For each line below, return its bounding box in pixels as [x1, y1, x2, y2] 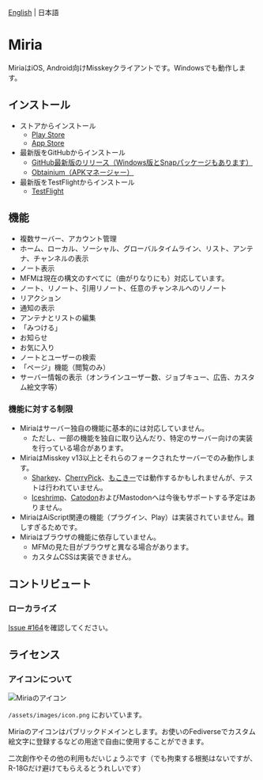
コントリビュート [8, 577, 92, 591]
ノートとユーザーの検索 [19, 352, 96, 362]
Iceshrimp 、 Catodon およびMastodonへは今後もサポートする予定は [31, 493, 249, 502]
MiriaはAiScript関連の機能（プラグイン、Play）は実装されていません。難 [19, 512, 255, 522]
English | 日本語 [8, 8, 59, 17]
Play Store [31, 130, 66, 139]
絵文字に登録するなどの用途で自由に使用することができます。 [8, 736, 209, 747]
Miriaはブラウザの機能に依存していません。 [19, 532, 160, 542]
